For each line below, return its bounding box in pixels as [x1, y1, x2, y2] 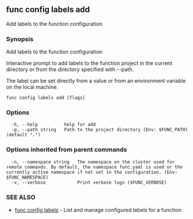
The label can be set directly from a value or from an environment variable [6, 78, 187, 85]
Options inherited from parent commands [6, 146, 128, 154]
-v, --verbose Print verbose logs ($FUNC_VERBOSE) [11, 179, 167, 186]
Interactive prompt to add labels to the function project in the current [6, 60, 172, 67]
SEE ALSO [6, 193, 36, 201]
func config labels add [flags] [6, 95, 85, 101]
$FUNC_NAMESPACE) [6, 174, 49, 180]
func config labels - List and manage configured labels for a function [14, 207, 182, 213]
